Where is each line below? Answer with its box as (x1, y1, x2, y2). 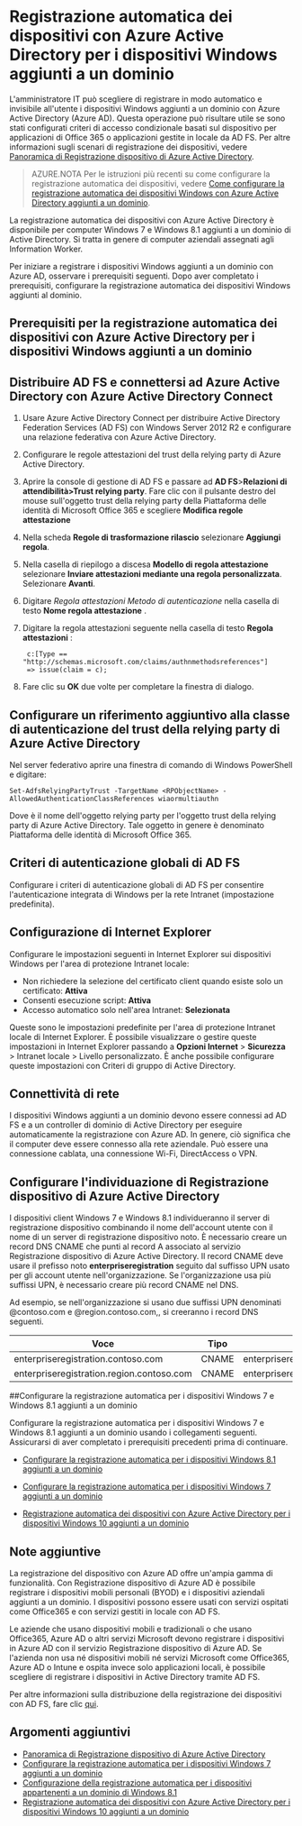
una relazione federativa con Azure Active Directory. (22, 432, 217, 443)
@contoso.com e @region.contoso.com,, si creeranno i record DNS (9, 1307, 259, 1318)
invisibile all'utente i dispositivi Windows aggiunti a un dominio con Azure (9, 103, 280, 114)
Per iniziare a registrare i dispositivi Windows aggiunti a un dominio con (9, 260, 274, 271)
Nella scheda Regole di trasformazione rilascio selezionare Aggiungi (22, 532, 281, 543)
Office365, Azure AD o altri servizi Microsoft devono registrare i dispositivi (9, 1633, 285, 1644)
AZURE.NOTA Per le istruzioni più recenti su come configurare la (31, 169, 271, 179)
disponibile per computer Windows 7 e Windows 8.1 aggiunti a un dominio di (9, 224, 292, 235)
